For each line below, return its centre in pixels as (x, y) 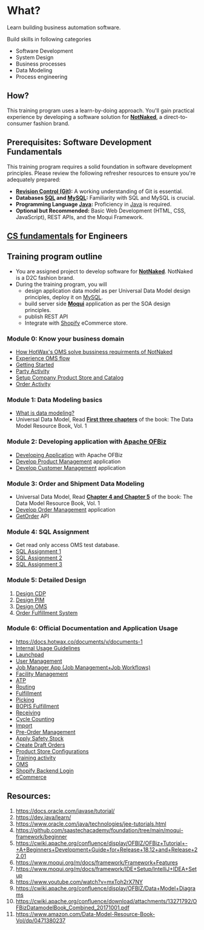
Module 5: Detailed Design (47, 580)
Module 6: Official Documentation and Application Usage (92, 628)
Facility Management (42, 674)
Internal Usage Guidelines (48, 648)
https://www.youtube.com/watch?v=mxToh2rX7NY (79, 881)
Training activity (36, 758)
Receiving (28, 712)
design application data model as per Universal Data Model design (107, 290)
